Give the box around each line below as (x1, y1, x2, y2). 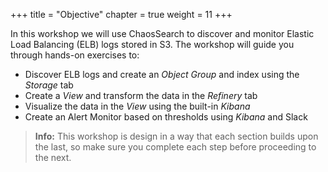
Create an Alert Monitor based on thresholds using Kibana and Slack (24, 111, 308, 123)
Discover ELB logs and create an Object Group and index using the (24, 69, 300, 80)
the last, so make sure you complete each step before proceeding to (34, 141, 317, 153)
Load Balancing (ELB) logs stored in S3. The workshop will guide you (10, 39, 295, 50)
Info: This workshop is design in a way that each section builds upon (34, 130, 319, 142)
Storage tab (24, 79, 74, 91)
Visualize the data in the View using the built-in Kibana (24, 100, 251, 112)
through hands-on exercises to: (10, 49, 140, 61)
